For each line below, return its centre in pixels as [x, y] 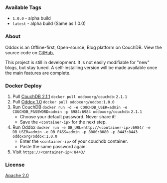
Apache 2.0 [17, 176]
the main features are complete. [38, 73]
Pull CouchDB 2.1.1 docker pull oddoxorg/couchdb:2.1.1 [70, 96]
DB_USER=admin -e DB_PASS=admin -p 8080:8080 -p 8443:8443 [75, 132]
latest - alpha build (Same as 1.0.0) [49, 23]
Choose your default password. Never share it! [68, 116]
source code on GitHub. [30, 52]
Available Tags [23, 7]
